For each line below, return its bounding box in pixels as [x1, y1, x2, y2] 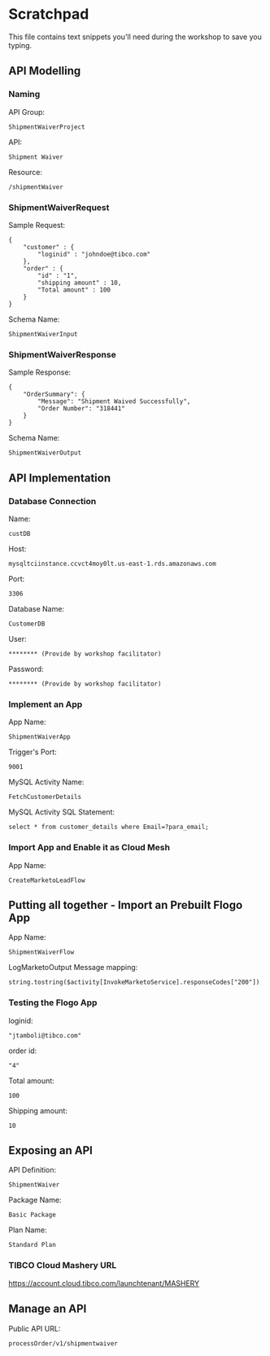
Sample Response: [8, 367, 72, 377]
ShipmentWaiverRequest [8, 201, 110, 213]
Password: [8, 664, 44, 674]
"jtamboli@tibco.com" [8, 1031, 82, 1039]
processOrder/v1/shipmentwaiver [8, 1339, 118, 1348]
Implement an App [8, 698, 83, 709]
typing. [8, 40, 33, 50]
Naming [8, 89, 41, 100]
